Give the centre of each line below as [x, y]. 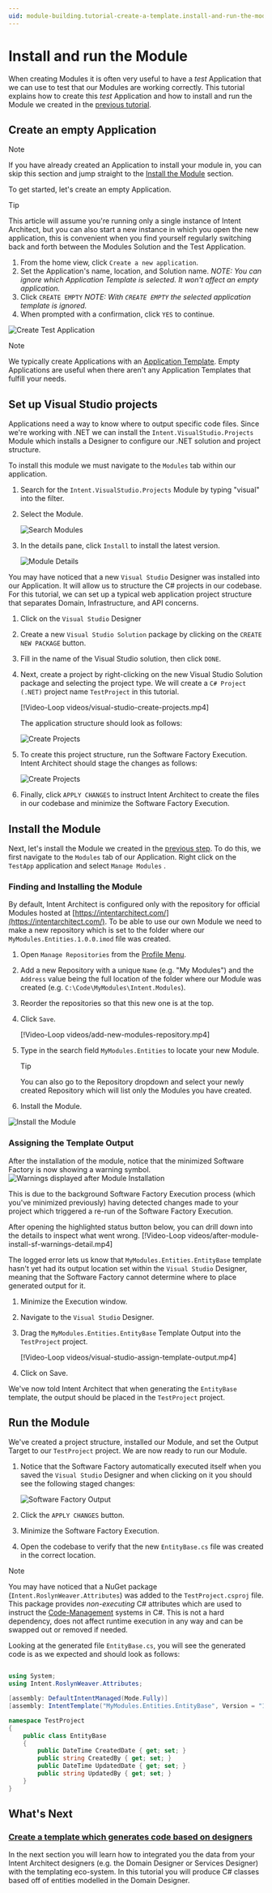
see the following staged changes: [77, 1484]
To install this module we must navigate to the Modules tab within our [122, 466]
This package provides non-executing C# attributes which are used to [125, 1604]
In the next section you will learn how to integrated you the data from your [132, 1855]
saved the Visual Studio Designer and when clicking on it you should [136, 1475]
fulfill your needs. [38, 379]
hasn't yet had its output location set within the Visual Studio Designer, [128, 1268]
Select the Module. [51, 514]
